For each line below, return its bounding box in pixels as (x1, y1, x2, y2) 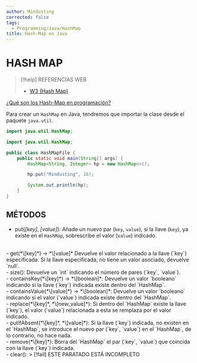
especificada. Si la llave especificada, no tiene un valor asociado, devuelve (6, 256, 189, 263)
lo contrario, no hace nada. (6, 332, 72, 339)
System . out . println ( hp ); (27, 182, 89, 188)
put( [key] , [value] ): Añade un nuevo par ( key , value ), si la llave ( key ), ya (14, 225, 189, 232)
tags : (6, 20, 20, 26)
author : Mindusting (6, 8, 55, 15)
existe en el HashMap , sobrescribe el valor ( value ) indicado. (14, 232, 157, 239)
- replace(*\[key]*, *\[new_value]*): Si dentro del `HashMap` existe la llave (6, 300, 187, 307)
